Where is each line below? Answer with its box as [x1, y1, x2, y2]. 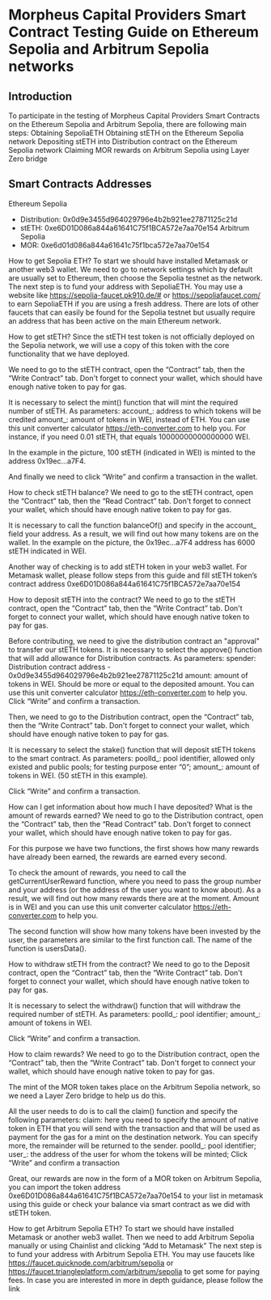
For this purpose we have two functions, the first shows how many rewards [8, 843, 260, 853]
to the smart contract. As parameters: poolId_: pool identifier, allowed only [8, 753, 255, 763]
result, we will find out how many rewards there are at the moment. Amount [8, 893, 260, 903]
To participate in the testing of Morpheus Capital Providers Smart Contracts [8, 111, 260, 121]
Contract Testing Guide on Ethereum [8, 23, 259, 41]
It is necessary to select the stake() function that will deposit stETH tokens [8, 744, 256, 754]
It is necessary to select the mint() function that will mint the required [8, 397, 239, 407]
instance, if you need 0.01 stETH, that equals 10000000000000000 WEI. [8, 431, 251, 442]
